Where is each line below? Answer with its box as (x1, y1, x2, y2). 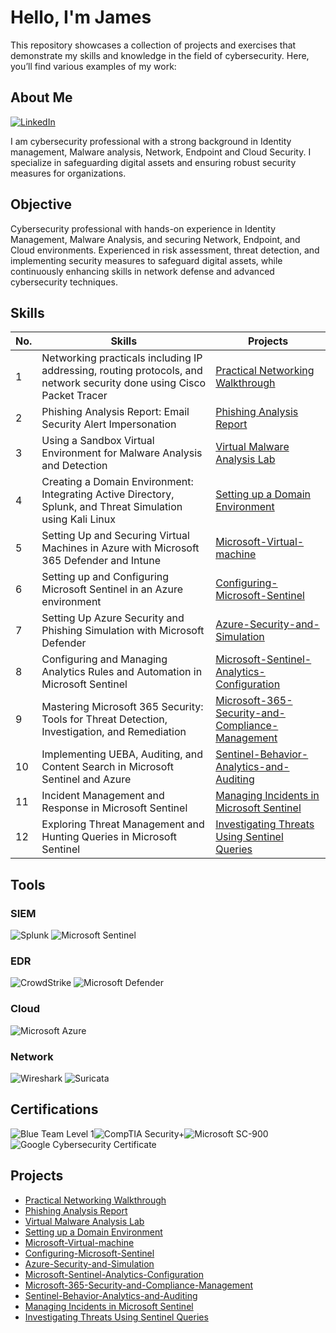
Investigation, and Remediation (41, 725, 187, 739)
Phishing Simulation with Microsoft (41, 624, 205, 638)
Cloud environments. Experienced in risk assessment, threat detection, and (10, 244, 320, 256)
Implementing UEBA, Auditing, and (41, 747, 204, 761)
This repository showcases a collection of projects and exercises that (10, 39, 297, 51)
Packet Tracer (41, 389, 108, 403)
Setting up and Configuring (41, 570, 170, 584)
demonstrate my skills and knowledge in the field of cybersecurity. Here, (10, 49, 310, 61)
